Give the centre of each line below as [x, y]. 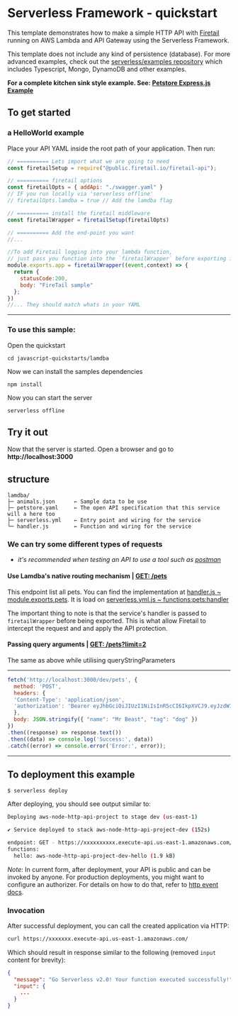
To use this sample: [41, 330]
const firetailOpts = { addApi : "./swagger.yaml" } [85, 187]
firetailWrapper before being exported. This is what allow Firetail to [107, 620]
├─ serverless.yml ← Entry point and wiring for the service [104, 520]
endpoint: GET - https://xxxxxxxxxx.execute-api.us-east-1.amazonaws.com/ [120, 843]
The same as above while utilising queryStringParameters [91, 660]
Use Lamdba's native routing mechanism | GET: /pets [87, 576]
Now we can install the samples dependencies [75, 371]
